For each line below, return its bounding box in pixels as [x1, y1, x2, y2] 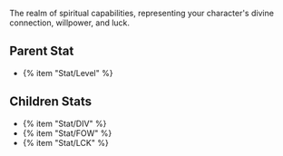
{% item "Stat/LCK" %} [22, 137, 109, 148]
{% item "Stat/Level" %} [22, 67, 113, 78]
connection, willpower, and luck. [9, 17, 130, 28]
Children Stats [9, 94, 93, 110]
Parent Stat [9, 44, 74, 59]
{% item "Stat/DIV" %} [22, 118, 107, 129]
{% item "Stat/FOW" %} [22, 127, 112, 139]
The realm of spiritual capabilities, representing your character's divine [9, 8, 275, 18]
